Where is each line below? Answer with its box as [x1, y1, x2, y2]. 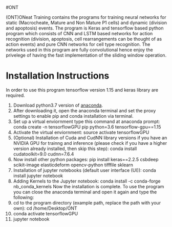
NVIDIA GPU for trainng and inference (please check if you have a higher [13, 140, 167, 146]
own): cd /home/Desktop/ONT [13, 205, 77, 211]
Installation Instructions [6, 70, 110, 82]
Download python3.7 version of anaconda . [13, 102, 103, 108]
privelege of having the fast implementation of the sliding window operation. [6, 52, 167, 58]
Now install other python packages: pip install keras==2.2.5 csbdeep [13, 156, 159, 162]
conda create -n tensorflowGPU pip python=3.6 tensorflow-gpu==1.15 [13, 123, 161, 130]
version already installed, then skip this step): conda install [13, 145, 137, 152]
